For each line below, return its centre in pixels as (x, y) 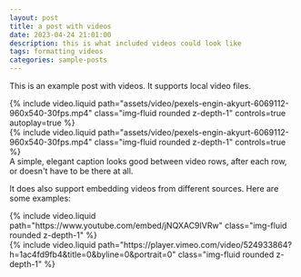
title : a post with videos (60, 26)
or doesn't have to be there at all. (71, 171)
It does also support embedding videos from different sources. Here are (144, 188)
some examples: (40, 198)
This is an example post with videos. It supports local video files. (130, 86)
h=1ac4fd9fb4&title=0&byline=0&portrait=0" (93, 254)
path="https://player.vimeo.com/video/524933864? (195, 245)
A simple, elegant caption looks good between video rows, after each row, (148, 161)
